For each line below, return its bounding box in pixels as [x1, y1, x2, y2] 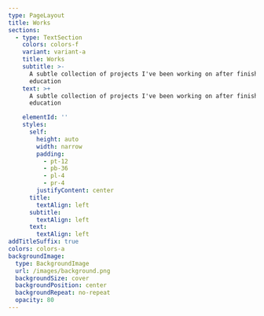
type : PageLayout [8, 11, 65, 20]
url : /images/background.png [15, 266, 111, 275]
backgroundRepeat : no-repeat [15, 288, 111, 297]
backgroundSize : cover [15, 274, 90, 282]
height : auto [36, 135, 79, 143]
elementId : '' [22, 113, 68, 122]
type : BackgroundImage [15, 259, 90, 267]
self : [28, 128, 47, 136]
